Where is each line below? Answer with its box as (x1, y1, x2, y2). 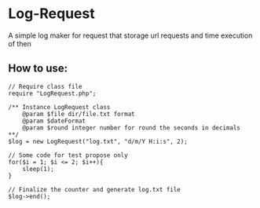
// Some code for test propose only (8, 151, 128, 159)
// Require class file (8, 82, 82, 90)
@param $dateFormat (22, 117, 86, 125)
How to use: (8, 62, 68, 75)
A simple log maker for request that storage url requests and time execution (8, 31, 253, 40)
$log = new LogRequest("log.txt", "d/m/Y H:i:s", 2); (8, 137, 189, 145)
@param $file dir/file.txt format (22, 110, 135, 118)
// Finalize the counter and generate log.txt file (8, 185, 181, 193)
